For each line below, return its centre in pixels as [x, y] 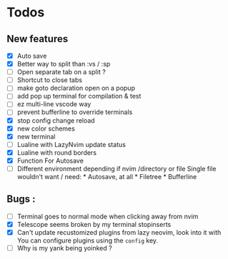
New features [38, 39]
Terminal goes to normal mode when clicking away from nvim [108, 216]
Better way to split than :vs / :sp [64, 64]
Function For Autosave [50, 161]
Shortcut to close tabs [50, 80]
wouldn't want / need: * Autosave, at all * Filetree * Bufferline [107, 176]
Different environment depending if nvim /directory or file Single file [117, 168]
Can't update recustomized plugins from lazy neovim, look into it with [119, 232]
